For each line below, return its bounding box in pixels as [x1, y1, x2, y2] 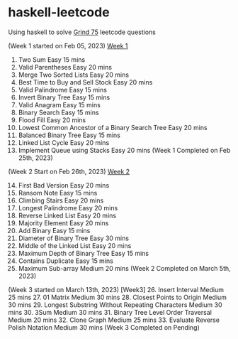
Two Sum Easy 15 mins [18, 55, 86, 64]
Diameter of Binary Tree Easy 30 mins [18, 234, 130, 242]
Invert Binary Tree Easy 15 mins [18, 93, 110, 102]
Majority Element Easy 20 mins [18, 218, 109, 227]
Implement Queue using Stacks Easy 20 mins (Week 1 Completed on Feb [18, 146, 231, 154]
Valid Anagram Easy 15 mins [18, 100, 101, 109]
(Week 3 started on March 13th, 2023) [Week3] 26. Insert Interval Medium [8, 285, 224, 294]
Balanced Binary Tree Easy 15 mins [18, 131, 121, 139]
